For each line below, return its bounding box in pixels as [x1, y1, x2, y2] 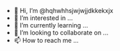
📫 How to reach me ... [13, 37, 79, 44]
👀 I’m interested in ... [13, 14, 73, 22]
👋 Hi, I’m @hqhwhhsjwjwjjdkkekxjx [13, 7, 114, 14]
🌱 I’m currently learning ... [13, 21, 89, 29]
